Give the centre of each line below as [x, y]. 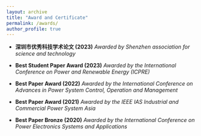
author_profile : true [34, 29]
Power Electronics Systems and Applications [71, 127]
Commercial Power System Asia [55, 108]
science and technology [45, 54]
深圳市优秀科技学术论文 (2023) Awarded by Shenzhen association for [102, 47]
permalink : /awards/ [32, 23]
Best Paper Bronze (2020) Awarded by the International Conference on [105, 120]
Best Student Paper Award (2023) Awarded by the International [96, 66]
